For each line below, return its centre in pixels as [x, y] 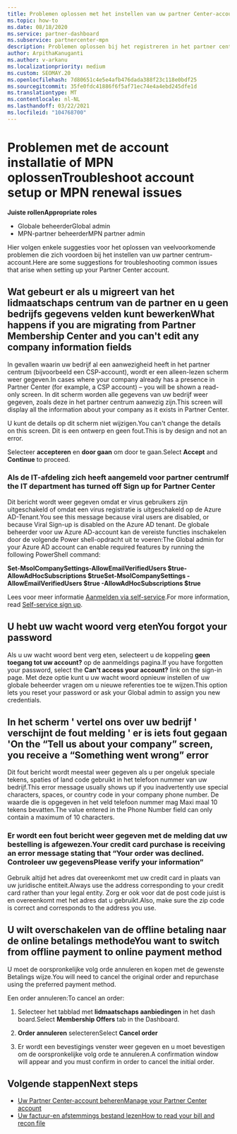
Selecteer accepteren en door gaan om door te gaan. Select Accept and [113, 452]
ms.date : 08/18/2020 [38, 27]
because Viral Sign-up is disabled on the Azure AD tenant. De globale [108, 524]
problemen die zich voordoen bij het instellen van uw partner [96, 255]
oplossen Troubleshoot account [101, 177]
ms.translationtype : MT [42, 93]
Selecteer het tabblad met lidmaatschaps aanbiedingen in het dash [116, 1012]
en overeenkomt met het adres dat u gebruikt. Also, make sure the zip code [116, 900]
